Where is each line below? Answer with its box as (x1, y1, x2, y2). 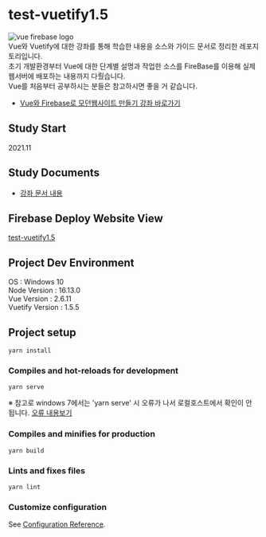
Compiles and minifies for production (8, 429, 155, 440)
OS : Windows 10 (8, 277, 65, 287)
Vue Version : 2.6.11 (8, 294, 72, 304)
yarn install (8, 347, 52, 355)
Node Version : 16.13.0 (8, 285, 81, 296)
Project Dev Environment (8, 256, 135, 269)
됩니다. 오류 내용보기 (8, 408, 72, 417)
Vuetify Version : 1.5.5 (8, 303, 80, 312)
